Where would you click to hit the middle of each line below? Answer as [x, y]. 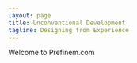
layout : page [30, 15]
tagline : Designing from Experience [68, 30]
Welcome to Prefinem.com [51, 53]
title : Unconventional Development [67, 23]
